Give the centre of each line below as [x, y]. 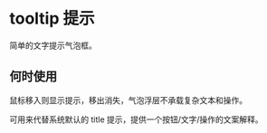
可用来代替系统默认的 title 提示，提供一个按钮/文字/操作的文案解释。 [137, 119]
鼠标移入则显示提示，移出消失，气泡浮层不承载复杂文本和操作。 [128, 100]
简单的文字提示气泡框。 [53, 45]
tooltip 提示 [52, 19]
